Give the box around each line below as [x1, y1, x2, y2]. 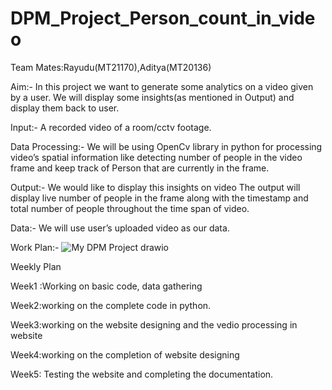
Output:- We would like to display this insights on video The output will [10, 181, 301, 193]
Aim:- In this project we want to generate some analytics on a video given [10, 80, 314, 92]
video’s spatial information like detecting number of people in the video [10, 151, 303, 163]
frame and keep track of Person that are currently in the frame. [10, 162, 270, 174]
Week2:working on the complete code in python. [10, 299, 212, 311]
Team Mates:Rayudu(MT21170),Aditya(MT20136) [10, 61, 212, 73]
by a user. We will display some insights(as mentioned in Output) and [10, 91, 295, 103]
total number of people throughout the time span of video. [10, 202, 250, 214]
